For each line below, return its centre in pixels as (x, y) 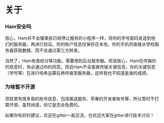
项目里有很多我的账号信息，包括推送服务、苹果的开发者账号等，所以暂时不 (80, 98)
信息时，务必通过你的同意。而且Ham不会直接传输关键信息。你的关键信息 (82, 67)
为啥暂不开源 (20, 87)
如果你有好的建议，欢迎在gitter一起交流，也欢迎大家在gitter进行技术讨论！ (80, 115)
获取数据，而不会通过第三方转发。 (48, 50)
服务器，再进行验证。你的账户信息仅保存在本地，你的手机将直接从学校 (84, 44)
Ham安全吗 (18, 26)
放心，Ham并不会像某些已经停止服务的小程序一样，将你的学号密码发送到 (78, 38)
